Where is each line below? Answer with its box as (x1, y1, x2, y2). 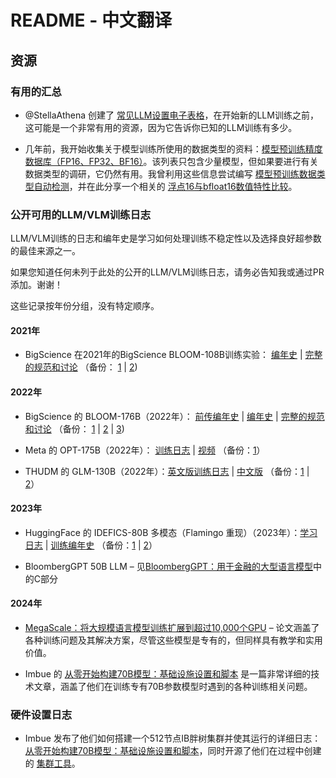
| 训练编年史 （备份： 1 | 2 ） (44, 539, 158, 551)
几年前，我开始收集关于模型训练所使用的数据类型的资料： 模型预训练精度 (24, 142, 323, 155)
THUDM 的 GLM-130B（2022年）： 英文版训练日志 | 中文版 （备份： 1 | (24, 465, 310, 477)
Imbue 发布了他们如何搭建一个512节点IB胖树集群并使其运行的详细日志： (24, 732, 322, 745)
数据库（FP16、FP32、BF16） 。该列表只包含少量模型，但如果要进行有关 (24, 155, 319, 167)
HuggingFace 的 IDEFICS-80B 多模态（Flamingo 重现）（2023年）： (24, 526, 301, 538)
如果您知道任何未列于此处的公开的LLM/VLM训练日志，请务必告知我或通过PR (10, 266, 325, 278)
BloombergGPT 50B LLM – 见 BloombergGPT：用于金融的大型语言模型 (24, 560, 314, 572)
